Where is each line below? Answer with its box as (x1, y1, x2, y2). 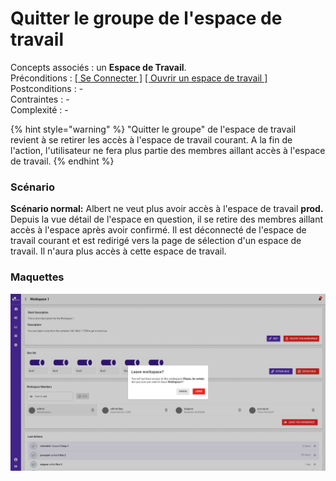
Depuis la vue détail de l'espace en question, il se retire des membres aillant (10, 213, 324, 226)
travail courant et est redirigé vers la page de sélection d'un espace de (10, 235, 302, 247)
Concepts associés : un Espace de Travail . (10, 61, 187, 73)
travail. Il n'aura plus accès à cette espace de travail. (10, 245, 227, 257)
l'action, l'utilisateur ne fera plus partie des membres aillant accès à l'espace (10, 144, 326, 156)
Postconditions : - (10, 82, 84, 94)
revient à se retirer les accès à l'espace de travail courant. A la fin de (10, 133, 293, 146)
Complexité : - (10, 103, 69, 116)
